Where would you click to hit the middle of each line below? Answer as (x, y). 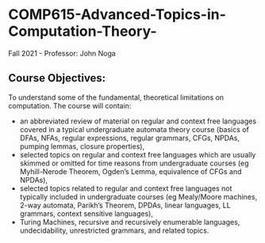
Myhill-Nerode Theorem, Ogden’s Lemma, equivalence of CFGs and (131, 171)
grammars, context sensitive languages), (86, 213)
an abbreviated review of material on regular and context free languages (138, 121)
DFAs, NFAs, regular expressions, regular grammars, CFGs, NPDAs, (130, 138)
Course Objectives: (57, 78)
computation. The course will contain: (70, 105)
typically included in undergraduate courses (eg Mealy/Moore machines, (138, 196)
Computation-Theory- (83, 31)
